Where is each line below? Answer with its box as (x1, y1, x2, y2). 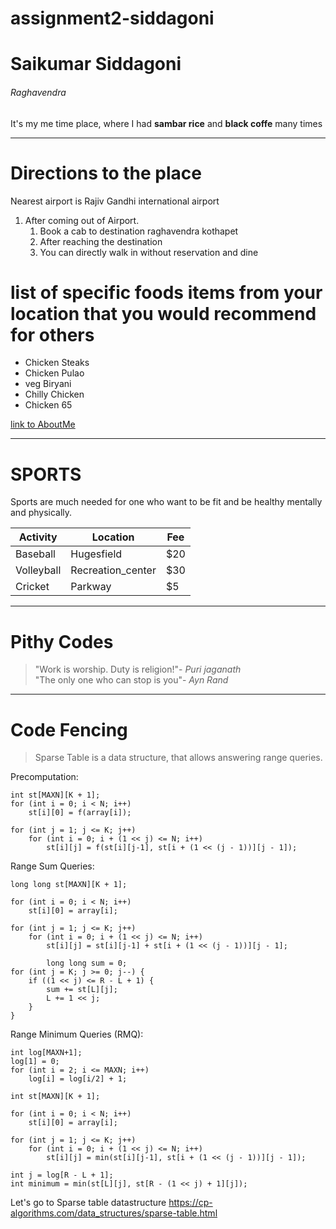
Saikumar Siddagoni (10, 53, 182, 76)
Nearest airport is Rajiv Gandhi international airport (10, 195, 220, 207)
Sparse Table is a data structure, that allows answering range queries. (34, 752, 323, 764)
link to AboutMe (10, 418, 76, 431)
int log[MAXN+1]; (10, 1048, 83, 1058)
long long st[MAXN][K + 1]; (10, 880, 128, 890)
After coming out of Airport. (24, 214, 140, 226)
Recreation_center (70, 563, 157, 577)
